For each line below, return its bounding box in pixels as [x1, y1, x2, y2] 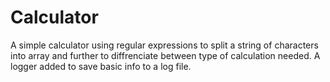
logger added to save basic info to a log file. [10, 60, 192, 72]
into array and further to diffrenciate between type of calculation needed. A [10, 49, 321, 61]
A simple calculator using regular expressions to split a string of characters [10, 39, 319, 51]
